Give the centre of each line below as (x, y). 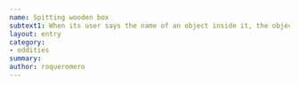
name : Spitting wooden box (59, 17)
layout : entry (36, 34)
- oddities (29, 50)
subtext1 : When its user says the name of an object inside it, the (139, 26)
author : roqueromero (48, 67)
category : (28, 42)
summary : (25, 58)
